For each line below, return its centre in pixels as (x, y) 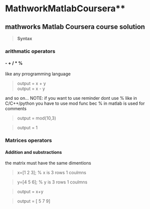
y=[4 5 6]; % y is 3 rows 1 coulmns (52, 182)
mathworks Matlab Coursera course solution (75, 27)
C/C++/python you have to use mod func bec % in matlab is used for (75, 103)
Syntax (25, 38)
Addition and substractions (34, 152)
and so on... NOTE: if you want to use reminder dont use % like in (71, 98)
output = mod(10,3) (37, 118)
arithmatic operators (30, 51)
